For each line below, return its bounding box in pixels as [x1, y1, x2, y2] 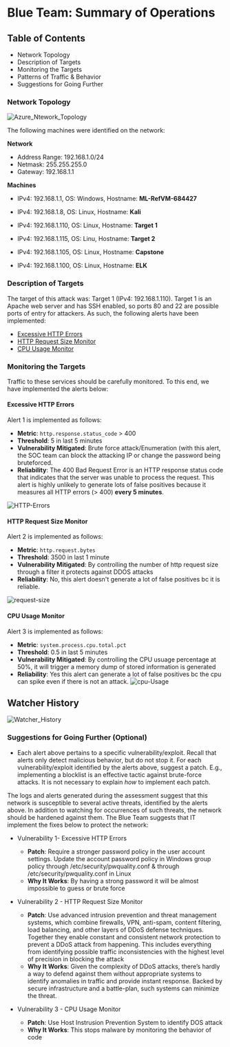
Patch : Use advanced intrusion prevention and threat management [27, 910, 217, 919]
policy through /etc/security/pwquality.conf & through [27, 862, 180, 870]
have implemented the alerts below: [7, 385, 109, 393]
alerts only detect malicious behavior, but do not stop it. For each [17, 756, 202, 764]
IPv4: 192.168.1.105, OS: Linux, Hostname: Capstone [17, 248, 164, 256]
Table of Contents [7, 32, 86, 44]
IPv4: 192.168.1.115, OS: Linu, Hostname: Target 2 [17, 235, 156, 243]
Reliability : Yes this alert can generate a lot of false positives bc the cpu [17, 670, 222, 678]
